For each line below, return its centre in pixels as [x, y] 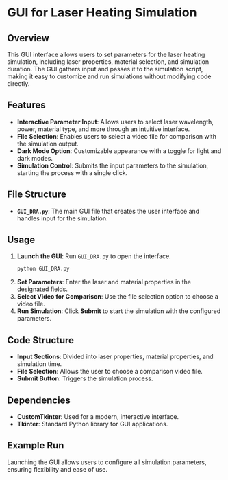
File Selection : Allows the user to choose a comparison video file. [110, 372]
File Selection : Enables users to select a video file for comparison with [117, 136]
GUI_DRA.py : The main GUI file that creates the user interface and [108, 211]
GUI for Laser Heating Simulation [102, 13]
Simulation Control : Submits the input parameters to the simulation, [113, 165]
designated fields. [42, 289]
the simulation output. [48, 144]
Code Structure [40, 340]
